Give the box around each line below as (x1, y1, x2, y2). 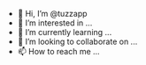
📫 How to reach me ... (17, 47, 100, 56)
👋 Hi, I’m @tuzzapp (17, 9, 88, 18)
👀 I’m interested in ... (17, 18, 93, 28)
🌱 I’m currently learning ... (17, 27, 112, 37)
